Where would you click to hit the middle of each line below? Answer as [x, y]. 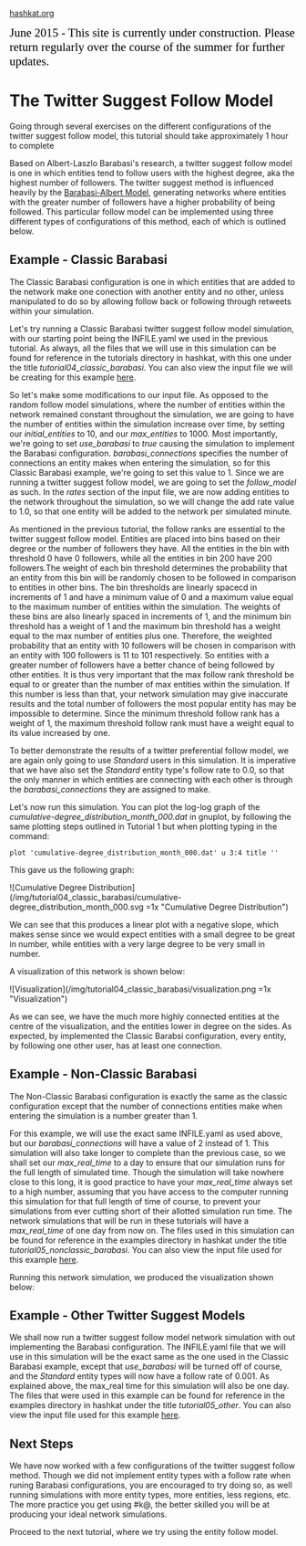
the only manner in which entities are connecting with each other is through [151, 779]
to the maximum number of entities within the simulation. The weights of [145, 606]
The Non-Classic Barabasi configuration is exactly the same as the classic [148, 1096]
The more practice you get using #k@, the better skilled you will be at [140, 1505]
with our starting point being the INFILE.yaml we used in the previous [139, 338]
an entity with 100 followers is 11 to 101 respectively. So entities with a [139, 655]
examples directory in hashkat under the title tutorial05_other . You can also [150, 1405]
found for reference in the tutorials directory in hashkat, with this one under [151, 358]
